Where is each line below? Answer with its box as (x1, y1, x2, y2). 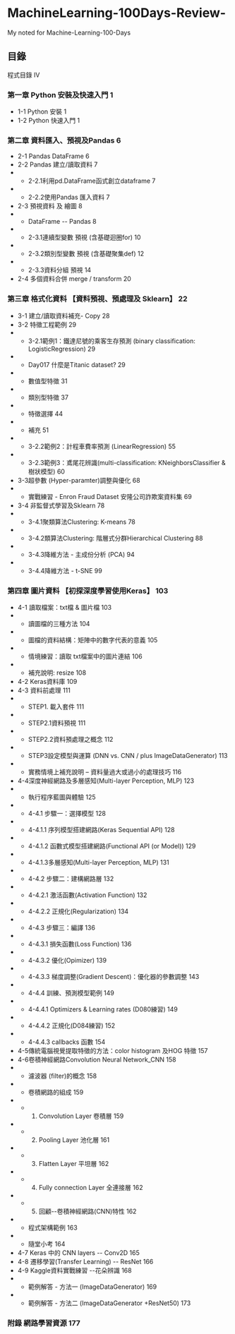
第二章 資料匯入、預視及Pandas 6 (7, 136, 121, 145)
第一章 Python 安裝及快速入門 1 (7, 90, 114, 100)
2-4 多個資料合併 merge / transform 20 (17, 275, 132, 283)
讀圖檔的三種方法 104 (28, 619, 90, 627)
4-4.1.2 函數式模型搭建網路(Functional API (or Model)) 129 (28, 841, 196, 850)
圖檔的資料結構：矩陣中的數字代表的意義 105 (28, 635, 158, 644)
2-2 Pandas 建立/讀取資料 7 (17, 160, 98, 169)
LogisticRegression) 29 (28, 344, 96, 353)
